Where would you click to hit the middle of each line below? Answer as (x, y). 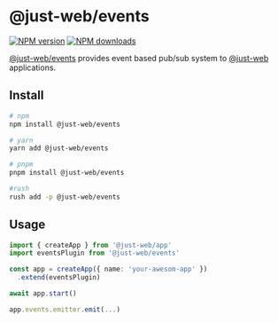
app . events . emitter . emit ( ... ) (65, 309)
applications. (32, 67)
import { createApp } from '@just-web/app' (91, 245)
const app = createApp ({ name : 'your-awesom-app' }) (108, 269)
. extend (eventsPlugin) (59, 278)
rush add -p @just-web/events (65, 197)
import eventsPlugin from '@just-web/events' (94, 253)
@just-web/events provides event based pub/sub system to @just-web (139, 58)
